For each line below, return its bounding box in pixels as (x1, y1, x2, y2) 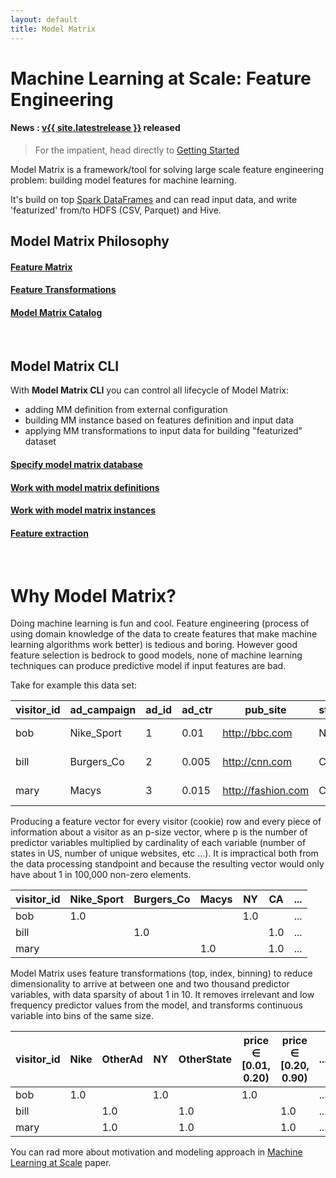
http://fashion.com (222, 784, 310, 798)
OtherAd (101, 1052, 143, 1066)
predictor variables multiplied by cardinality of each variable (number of (10, 837, 307, 849)
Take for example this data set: (10, 679, 138, 691)
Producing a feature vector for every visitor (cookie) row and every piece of (10, 816, 322, 828)
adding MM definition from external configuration (24, 404, 228, 416)
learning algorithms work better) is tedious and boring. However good (10, 639, 298, 651)
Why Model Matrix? (10, 584, 177, 607)
